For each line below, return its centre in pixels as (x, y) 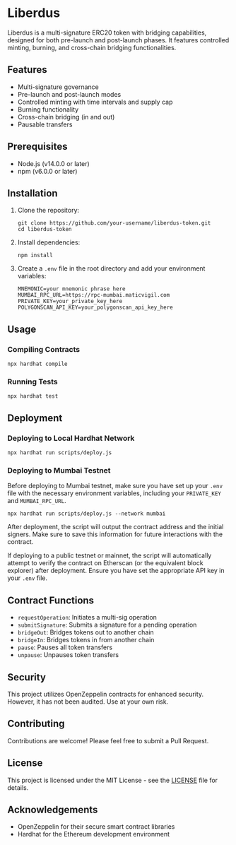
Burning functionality (48, 109)
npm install (35, 256)
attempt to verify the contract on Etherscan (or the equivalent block (105, 563)
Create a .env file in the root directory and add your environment (111, 268)
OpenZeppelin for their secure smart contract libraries (96, 827)
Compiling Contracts (43, 349)
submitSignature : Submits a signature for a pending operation (107, 625)
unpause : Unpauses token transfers (68, 655)
